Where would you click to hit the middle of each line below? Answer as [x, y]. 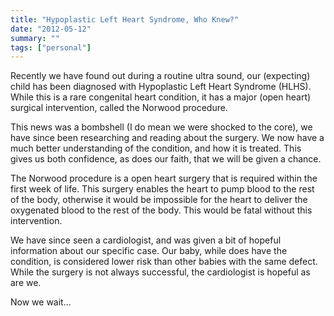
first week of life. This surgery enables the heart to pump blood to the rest [162, 189]
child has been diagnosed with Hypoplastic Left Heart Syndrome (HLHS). [161, 87]
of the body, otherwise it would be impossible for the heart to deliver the [159, 200]
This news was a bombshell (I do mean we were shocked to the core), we [161, 127]
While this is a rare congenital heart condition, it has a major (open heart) [161, 97]
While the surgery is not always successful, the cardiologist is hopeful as [160, 272]
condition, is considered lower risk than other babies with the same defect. [164, 262]
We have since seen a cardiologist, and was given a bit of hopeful [146, 240]
